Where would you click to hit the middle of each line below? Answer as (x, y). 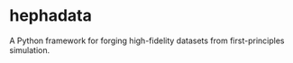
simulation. (30, 49)
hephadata (51, 16)
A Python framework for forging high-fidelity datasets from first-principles (147, 40)
